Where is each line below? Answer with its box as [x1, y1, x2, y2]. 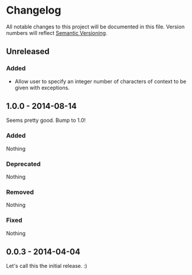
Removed [6, 187, 34, 196]
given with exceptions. [14, 84, 70, 91]
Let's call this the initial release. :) [6, 263, 87, 270]
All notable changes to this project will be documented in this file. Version [6, 23, 185, 30]
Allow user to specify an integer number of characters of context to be [14, 77, 187, 85]
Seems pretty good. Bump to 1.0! [6, 117, 86, 124]
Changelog [6, 4, 61, 17]
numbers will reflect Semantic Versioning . [6, 29, 108, 36]
